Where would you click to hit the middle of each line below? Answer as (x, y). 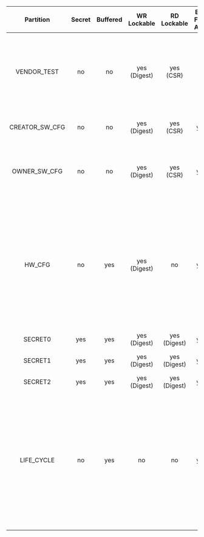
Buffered (109, 19)
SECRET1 (37, 360)
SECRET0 (37, 339)
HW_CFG (37, 265)
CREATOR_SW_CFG (37, 127)
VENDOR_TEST (37, 71)
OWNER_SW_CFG (37, 171)
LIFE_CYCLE (37, 460)
